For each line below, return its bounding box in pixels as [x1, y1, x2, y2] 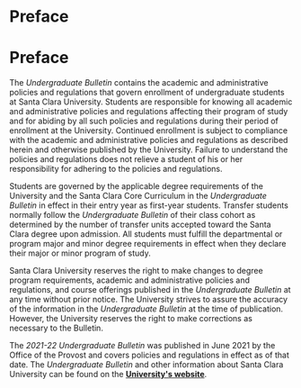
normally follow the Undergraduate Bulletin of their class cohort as [9, 210, 256, 221]
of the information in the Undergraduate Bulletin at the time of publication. [9, 303, 284, 314]
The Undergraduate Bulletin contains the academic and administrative [9, 77, 269, 88]
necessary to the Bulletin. [9, 322, 103, 334]
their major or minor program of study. [9, 248, 151, 258]
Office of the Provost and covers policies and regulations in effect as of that [9, 349, 289, 361]
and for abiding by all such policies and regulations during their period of [9, 115, 279, 127]
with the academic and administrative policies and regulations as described [9, 135, 288, 146]
